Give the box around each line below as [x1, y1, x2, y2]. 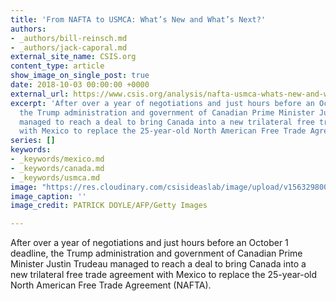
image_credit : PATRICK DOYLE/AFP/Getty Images [10, 201, 208, 211]
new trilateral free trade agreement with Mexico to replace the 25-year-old [10, 269, 318, 281]
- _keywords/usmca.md [10, 172, 101, 183]
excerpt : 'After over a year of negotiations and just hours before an [10, 98, 315, 108]
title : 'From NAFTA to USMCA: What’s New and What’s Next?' [10, 14, 267, 25]
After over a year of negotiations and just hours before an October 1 [10, 237, 289, 249]
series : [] [10, 136, 56, 146]
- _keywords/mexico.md [10, 154, 105, 164]
